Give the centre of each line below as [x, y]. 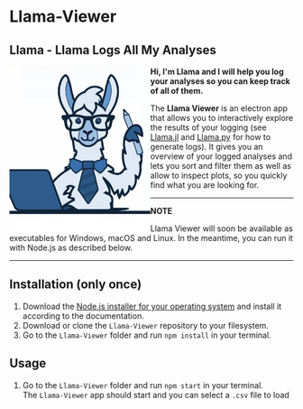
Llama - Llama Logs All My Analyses [113, 50]
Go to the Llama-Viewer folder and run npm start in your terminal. [142, 385]
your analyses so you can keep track [220, 81]
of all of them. [177, 91]
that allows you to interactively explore [222, 118]
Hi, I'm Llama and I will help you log [217, 71]
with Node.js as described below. [71, 247]
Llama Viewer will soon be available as [221, 228]
